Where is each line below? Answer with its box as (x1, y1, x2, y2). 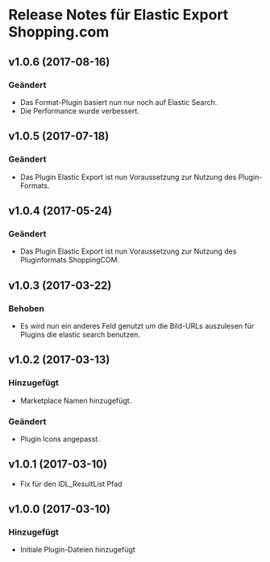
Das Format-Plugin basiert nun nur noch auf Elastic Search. (19, 97, 218, 107)
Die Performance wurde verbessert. (19, 106, 139, 115)
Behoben (8, 303, 45, 314)
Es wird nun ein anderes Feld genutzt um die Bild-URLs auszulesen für (19, 321, 255, 330)
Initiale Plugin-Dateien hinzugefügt (19, 545, 135, 555)
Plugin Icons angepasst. (19, 434, 101, 443)
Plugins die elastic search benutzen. (19, 329, 141, 339)
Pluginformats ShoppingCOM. (19, 255, 119, 265)
